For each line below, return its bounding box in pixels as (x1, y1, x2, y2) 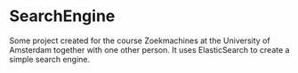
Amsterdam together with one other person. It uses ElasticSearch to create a (9, 44, 290, 55)
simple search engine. (9, 54, 91, 64)
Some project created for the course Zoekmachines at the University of (9, 35, 270, 46)
